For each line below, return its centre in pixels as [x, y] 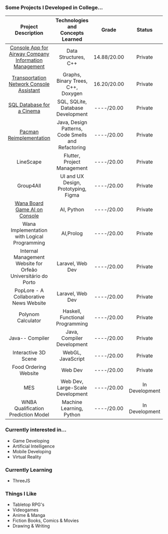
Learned [72, 39]
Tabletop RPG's [28, 505]
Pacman [29, 132]
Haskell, [72, 311]
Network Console [29, 84]
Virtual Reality [27, 457]
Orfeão [29, 270]
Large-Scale [72, 388]
